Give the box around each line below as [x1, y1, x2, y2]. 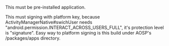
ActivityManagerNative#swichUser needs [5, 19, 92, 25]
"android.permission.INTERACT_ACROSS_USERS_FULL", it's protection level [5, 24, 164, 30]
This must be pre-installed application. [5, 4, 86, 10]
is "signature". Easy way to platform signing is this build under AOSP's [5, 30, 152, 35]
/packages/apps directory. [5, 35, 61, 41]
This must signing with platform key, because [5, 14, 100, 19]
